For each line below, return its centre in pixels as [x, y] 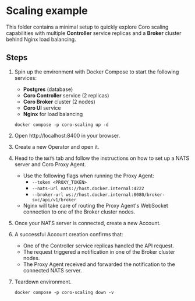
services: [25, 78]
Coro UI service [42, 108]
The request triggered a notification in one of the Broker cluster [99, 251]
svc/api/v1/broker [54, 199]
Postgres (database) [48, 89]
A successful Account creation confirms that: [69, 234]
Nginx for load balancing [53, 114]
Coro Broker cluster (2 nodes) [59, 101]
